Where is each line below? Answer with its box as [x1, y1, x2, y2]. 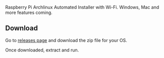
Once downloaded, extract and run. [5, 47, 79, 53]
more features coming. [5, 9, 53, 15]
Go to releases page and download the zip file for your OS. [5, 37, 128, 43]
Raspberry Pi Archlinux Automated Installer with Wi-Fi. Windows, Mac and [5, 4, 159, 10]
